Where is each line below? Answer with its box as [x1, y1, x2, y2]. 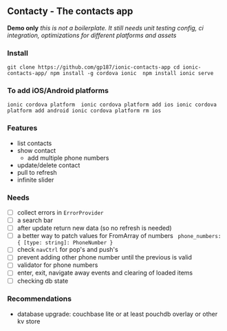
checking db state [17, 277, 69, 285]
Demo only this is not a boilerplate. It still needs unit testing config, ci [7, 23, 204, 32]
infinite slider [17, 175, 54, 184]
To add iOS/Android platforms [7, 86, 109, 96]
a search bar [17, 216, 54, 224]
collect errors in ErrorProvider [17, 209, 104, 216]
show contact [17, 146, 56, 154]
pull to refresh [17, 168, 57, 176]
